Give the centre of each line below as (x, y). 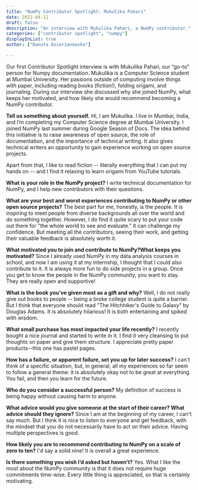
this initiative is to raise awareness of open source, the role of (81, 134)
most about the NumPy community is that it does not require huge (86, 468)
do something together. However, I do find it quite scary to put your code (94, 219)
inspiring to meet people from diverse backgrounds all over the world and (95, 213)
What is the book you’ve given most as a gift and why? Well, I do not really (98, 292)
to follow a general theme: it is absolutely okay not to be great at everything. (98, 372)
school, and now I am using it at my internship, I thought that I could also (94, 262)
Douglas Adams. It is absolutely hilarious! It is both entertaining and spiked (97, 311)
